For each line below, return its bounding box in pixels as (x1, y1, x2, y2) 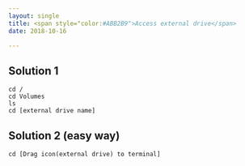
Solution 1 (8, 64, 59, 78)
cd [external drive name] (8, 107, 95, 115)
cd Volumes (8, 92, 45, 101)
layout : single (8, 11, 60, 20)
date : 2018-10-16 (8, 27, 67, 35)
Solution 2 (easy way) (8, 129, 120, 143)
